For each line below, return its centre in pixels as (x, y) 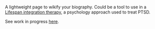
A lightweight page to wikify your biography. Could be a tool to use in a (76, 7)
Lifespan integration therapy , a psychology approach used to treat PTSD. (78, 12)
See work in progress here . (32, 22)
